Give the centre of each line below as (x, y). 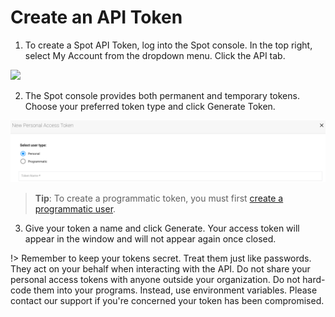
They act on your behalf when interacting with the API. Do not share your (160, 269)
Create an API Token (96, 17)
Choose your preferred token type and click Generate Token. (150, 106)
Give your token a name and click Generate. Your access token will (162, 228)
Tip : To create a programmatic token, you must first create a (159, 198)
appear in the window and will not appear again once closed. (150, 239)
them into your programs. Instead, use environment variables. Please (175, 290)
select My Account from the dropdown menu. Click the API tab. (155, 55)
